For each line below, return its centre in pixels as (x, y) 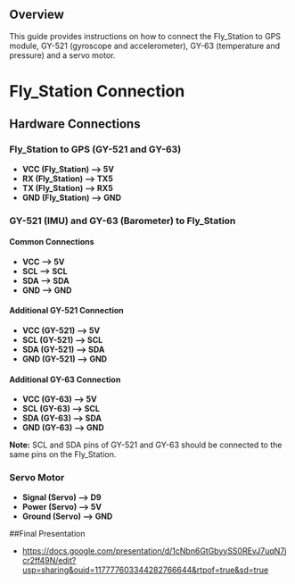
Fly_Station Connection (97, 91)
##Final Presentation (47, 533)
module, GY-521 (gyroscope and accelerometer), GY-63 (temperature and (145, 46)
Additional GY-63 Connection (65, 380)
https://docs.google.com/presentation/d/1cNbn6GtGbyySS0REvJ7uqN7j (154, 551)
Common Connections (52, 242)
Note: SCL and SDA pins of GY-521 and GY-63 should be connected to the (146, 445)
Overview (37, 15)
